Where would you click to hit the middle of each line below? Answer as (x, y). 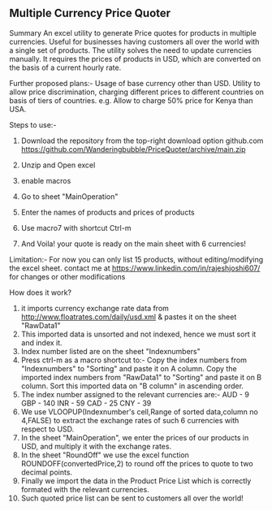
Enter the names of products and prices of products (108, 212)
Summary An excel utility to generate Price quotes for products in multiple (133, 32)
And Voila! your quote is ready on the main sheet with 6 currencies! (134, 244)
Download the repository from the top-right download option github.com (142, 141)
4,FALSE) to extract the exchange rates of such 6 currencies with (130, 420)
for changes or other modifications (67, 276)
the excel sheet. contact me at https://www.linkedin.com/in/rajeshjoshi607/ (135, 268)
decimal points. (46, 472)
